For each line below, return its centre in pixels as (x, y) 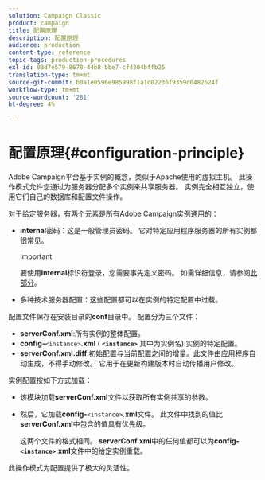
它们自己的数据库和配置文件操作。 (71, 197)
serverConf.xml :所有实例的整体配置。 (82, 334)
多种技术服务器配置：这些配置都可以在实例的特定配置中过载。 (121, 300)
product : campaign (39, 23)
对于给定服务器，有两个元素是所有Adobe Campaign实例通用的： (113, 214)
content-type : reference (49, 53)
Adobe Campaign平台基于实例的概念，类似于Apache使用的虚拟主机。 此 (127, 177)
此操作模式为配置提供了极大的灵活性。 (71, 468)
